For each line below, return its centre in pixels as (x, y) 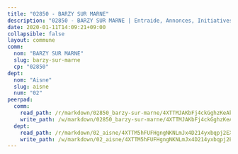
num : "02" (28, 93)
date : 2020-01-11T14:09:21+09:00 (57, 27)
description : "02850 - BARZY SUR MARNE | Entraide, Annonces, (101, 21)
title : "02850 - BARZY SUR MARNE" (58, 14)
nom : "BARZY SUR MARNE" (49, 54)
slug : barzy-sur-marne (47, 60)
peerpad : (20, 100)
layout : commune (31, 40)
